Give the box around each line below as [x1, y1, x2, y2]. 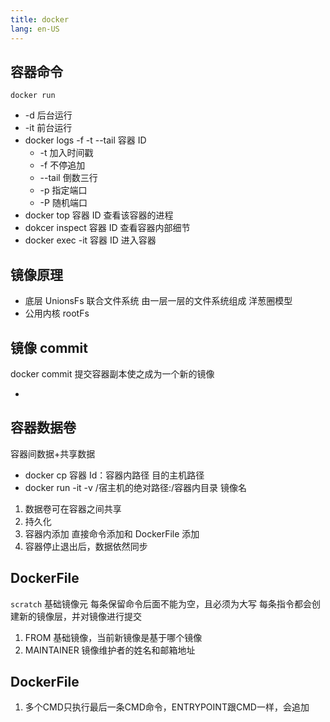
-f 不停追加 [39, 159, 86, 171]
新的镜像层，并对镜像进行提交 [18, 610, 142, 622]
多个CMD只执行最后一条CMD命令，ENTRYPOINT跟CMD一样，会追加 [24, 701, 310, 713]
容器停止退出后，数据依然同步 [24, 540, 148, 552]
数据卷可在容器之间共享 [24, 502, 122, 515]
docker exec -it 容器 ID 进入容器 [24, 234, 157, 246]
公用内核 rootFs [24, 307, 90, 320]
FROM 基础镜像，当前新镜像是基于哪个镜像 [24, 631, 203, 643]
